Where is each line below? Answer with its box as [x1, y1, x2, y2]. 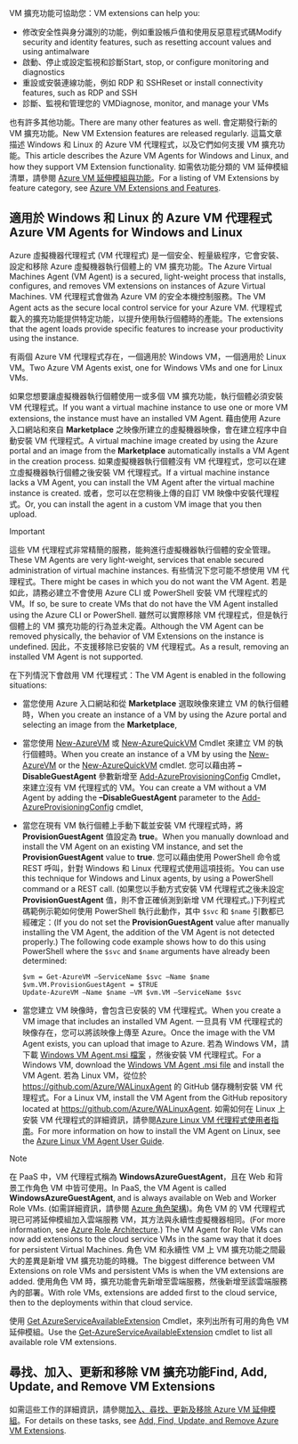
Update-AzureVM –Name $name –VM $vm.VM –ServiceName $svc [21, 988, 242, 997]
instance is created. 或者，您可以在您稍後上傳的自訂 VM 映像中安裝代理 [9, 487, 272, 498]
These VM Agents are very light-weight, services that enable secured [9, 554, 264, 565]
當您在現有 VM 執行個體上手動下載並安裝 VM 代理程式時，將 [21, 820, 244, 830]
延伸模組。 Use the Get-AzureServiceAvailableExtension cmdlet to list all [9, 1326, 273, 1337]
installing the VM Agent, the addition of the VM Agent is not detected [21, 926, 276, 937]
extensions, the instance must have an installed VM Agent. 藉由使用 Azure [9, 412, 281, 423]
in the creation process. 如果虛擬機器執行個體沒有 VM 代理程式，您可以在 [9, 455, 278, 466]
